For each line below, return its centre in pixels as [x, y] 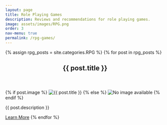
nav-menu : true [21, 33]
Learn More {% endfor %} [32, 117]
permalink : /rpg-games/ [30, 38]
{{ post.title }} [85, 68]
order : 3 [14, 29]
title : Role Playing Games [34, 15]
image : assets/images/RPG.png [37, 24]
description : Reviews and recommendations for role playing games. [78, 19]
